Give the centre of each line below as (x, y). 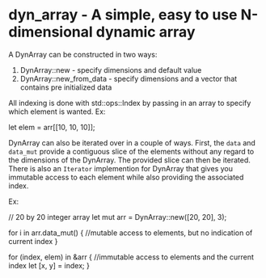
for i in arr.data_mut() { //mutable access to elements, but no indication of (131, 233)
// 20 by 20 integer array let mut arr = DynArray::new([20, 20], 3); (118, 217)
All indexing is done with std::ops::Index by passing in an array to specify (130, 103)
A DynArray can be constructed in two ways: (83, 54)
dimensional (51, 32)
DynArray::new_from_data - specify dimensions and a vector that (129, 78)
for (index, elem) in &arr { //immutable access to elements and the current (131, 257)
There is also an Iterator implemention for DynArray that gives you (120, 168)
